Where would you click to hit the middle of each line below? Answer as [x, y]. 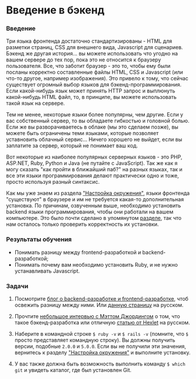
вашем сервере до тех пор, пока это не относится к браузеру [84, 60]
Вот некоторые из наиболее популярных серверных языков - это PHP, [94, 157]
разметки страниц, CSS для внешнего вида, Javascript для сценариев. [94, 47]
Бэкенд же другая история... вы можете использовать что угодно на [92, 54]
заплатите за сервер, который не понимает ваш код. [72, 146]
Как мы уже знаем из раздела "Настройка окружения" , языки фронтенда [98, 193]
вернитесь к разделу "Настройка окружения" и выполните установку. [103, 353]
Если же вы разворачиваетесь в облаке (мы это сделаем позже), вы [92, 127]
